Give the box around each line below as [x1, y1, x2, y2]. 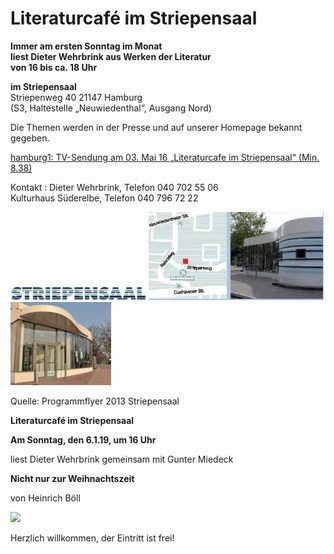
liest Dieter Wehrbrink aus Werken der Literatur [10, 50, 212, 62]
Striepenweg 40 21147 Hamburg [10, 91, 143, 103]
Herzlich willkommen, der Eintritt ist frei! [10, 532, 175, 544]
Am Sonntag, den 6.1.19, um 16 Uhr [10, 433, 157, 446]
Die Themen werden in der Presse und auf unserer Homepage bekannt [10, 121, 303, 133]
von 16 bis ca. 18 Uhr [10, 61, 98, 73]
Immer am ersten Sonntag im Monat [10, 40, 163, 52]
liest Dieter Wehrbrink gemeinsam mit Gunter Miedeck [10, 453, 234, 465]
